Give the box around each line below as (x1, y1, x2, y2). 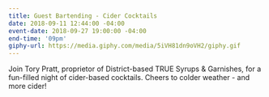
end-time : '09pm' (8, 34, 67, 43)
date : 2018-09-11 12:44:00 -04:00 (8, 19, 126, 27)
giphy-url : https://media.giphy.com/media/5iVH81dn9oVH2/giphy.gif (8, 42, 241, 50)
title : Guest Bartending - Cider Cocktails (8, 11, 158, 20)
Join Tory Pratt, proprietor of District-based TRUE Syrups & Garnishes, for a (8, 64, 262, 74)
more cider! (8, 82, 47, 91)
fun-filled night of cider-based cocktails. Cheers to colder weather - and (8, 73, 250, 82)
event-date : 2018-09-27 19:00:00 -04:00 (8, 27, 147, 35)
